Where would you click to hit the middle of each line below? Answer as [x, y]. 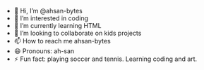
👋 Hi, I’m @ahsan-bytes [48, 11]
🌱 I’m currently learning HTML [58, 26]
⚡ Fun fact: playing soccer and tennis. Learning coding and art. [106, 59]
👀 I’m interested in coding [51, 18]
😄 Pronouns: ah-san [44, 51]
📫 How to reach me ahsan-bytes [62, 41]
